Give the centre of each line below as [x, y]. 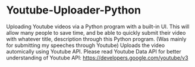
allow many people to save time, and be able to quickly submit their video [96, 32]
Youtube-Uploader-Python [74, 10]
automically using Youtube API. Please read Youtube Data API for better [94, 51]
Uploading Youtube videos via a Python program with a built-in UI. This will [98, 26]
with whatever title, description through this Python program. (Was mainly [96, 39]
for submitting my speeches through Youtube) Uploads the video [86, 45]
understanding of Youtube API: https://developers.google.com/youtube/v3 [97, 58]
